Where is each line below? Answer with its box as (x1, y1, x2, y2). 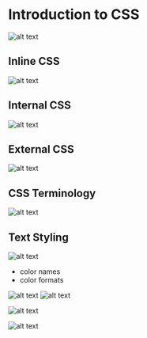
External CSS (8, 142, 74, 156)
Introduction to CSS (8, 6, 140, 24)
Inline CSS (8, 55, 60, 68)
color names (19, 267, 61, 276)
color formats (19, 275, 64, 284)
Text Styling (8, 230, 69, 244)
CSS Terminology (8, 186, 96, 199)
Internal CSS (8, 99, 71, 112)
